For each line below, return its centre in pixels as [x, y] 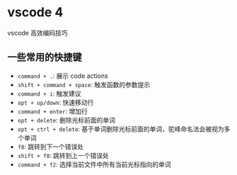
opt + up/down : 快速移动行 [56, 102]
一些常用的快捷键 [45, 57]
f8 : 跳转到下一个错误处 [51, 147]
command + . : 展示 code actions [63, 76]
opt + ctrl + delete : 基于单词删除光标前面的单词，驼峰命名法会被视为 [121, 129]
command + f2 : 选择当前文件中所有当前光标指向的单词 [94, 164]
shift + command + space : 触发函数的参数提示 [84, 84]
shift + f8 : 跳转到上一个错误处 [63, 155]
